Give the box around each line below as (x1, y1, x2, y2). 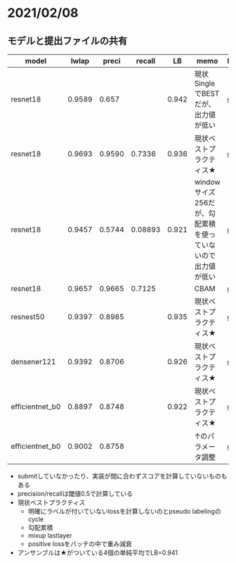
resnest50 (11, 312, 45, 321)
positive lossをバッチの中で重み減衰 (27, 540, 132, 547)
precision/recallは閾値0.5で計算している (17, 490, 133, 497)
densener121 (11, 357, 56, 366)
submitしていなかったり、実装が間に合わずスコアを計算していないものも (17, 472, 228, 480)
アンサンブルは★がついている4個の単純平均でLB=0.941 (17, 548, 178, 557)
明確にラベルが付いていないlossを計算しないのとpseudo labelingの (27, 507, 221, 515)
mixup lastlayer (27, 531, 72, 540)
